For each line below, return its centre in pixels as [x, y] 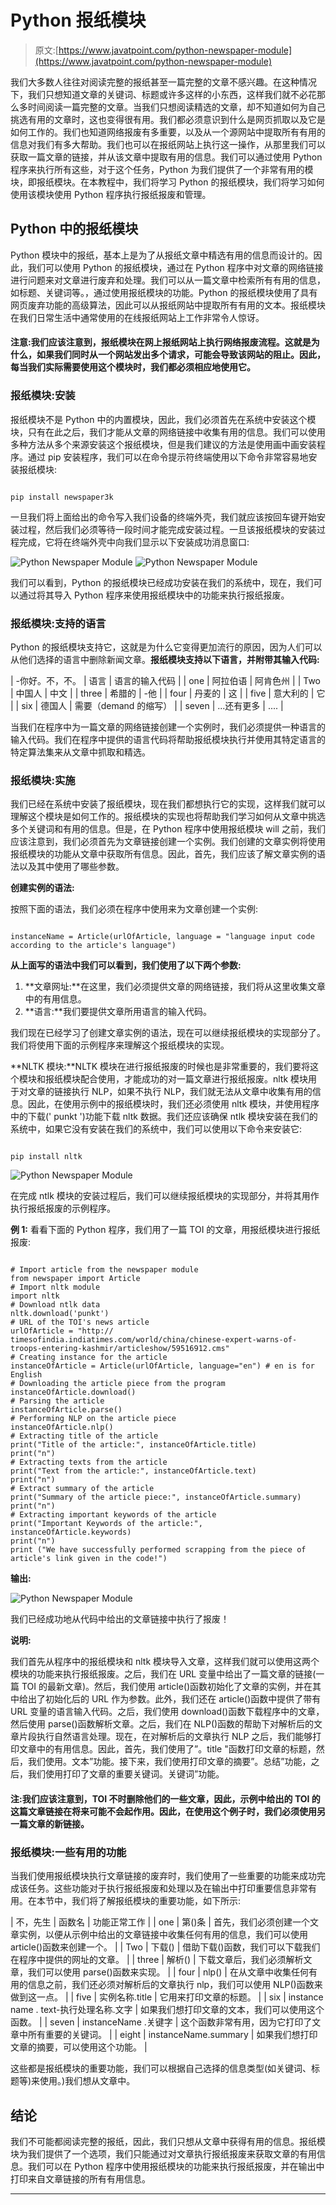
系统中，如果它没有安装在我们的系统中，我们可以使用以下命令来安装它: [156, 1129]
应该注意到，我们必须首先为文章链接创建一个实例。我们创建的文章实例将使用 [168, 842]
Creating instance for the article [93, 1357]
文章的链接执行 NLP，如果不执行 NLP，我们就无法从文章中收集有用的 [170, 1092]
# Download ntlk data [55, 1305]
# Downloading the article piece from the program [118, 1384]
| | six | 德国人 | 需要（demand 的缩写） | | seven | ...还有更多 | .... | [147, 705]
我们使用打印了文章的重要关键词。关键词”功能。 [126, 1774]
